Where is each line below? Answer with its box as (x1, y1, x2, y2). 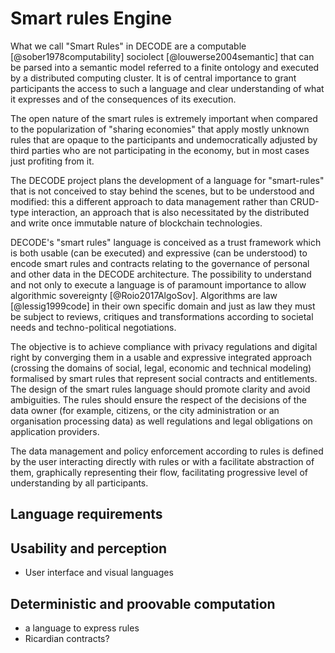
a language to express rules (24, 622, 140, 634)
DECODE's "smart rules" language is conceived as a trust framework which (10, 236, 322, 248)
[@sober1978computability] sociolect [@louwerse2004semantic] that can (10, 50, 315, 62)
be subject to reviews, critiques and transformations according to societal (10, 310, 314, 322)
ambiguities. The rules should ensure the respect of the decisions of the (10, 393, 307, 406)
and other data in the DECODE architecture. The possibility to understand (10, 268, 312, 280)
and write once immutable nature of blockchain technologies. (10, 217, 263, 229)
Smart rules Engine (10, 7, 173, 30)
